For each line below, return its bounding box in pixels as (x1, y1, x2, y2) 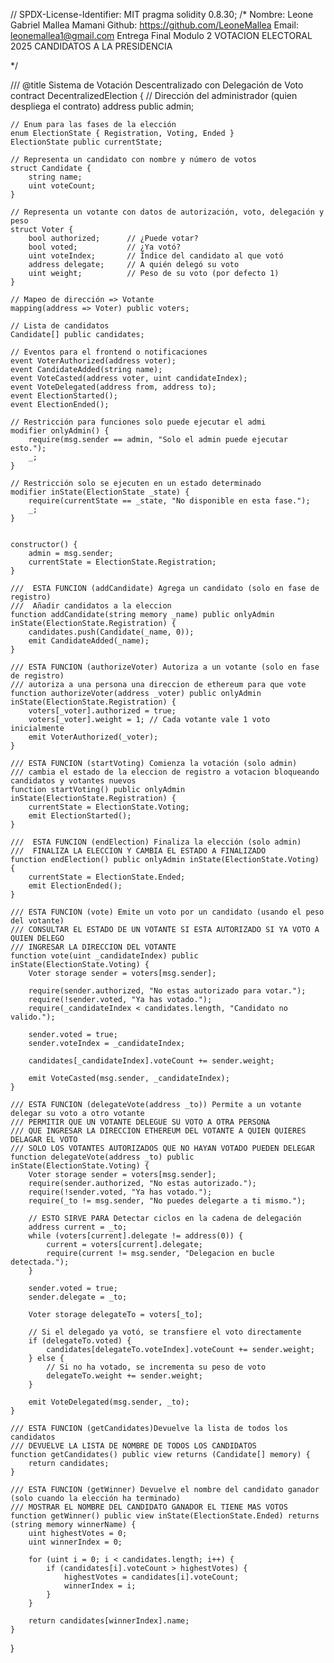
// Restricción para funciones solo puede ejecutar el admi (10, 417, 267, 427)
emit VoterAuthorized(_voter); (28, 732, 159, 742)
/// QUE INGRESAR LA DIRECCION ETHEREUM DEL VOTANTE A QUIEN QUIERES (10, 1126, 307, 1136)
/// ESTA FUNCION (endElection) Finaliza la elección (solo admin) (10, 837, 302, 847)
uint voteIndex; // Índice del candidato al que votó (28, 251, 284, 261)
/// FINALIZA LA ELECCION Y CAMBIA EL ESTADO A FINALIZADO (10, 846, 267, 856)
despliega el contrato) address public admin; (10, 100, 195, 112)
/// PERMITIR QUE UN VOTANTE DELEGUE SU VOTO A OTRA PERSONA (10, 1117, 271, 1127)
